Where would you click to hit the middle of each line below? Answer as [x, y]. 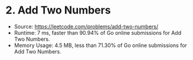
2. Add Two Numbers [58, 10]
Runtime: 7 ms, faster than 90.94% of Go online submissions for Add [98, 32]
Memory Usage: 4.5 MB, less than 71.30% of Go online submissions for [100, 45]
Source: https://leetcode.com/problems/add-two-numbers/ [86, 26]
